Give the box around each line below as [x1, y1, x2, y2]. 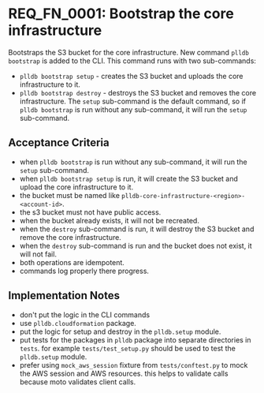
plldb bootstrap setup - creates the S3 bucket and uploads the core [19, 71, 244, 80]
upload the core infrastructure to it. [19, 182, 134, 192]
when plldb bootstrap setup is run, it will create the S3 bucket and [19, 174, 239, 183]
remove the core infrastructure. [19, 232, 122, 241]
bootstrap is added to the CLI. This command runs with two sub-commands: [8, 56, 256, 65]
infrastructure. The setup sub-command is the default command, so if [19, 96, 247, 106]
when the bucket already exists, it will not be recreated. [19, 215, 199, 225]
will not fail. [19, 249, 58, 259]
